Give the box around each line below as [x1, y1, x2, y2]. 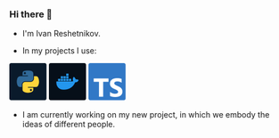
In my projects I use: [21, 45, 97, 56]
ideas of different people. [21, 119, 116, 130]
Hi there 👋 [9, 8, 53, 20]
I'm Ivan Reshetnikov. [21, 28, 101, 39]
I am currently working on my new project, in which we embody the [21, 110, 270, 120]
